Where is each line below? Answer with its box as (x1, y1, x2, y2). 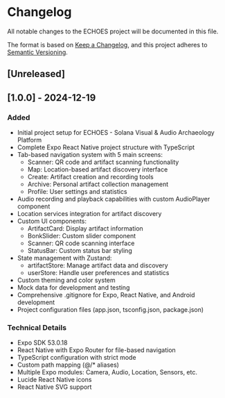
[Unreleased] (7, 68, 66, 80)
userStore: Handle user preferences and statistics (27, 269, 170, 277)
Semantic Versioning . (7, 48, 68, 56)
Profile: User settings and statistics (27, 188, 127, 196)
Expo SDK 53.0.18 (17, 338, 68, 347)
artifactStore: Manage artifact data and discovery (27, 261, 168, 270)
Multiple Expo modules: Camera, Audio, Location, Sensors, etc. (17, 368, 197, 376)
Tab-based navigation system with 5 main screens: (17, 151, 163, 159)
